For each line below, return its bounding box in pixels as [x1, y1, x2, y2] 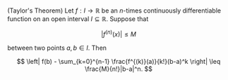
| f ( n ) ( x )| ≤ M [101, 29, 136, 38]
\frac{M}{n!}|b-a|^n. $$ [84, 65, 153, 73]
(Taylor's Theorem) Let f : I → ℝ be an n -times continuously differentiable [7, 6, 221, 15]
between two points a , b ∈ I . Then [7, 44, 107, 52]
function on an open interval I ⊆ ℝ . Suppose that [7, 15, 149, 23]
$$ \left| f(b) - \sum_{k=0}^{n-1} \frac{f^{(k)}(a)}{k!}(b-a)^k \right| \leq [16, 57, 221, 65]
